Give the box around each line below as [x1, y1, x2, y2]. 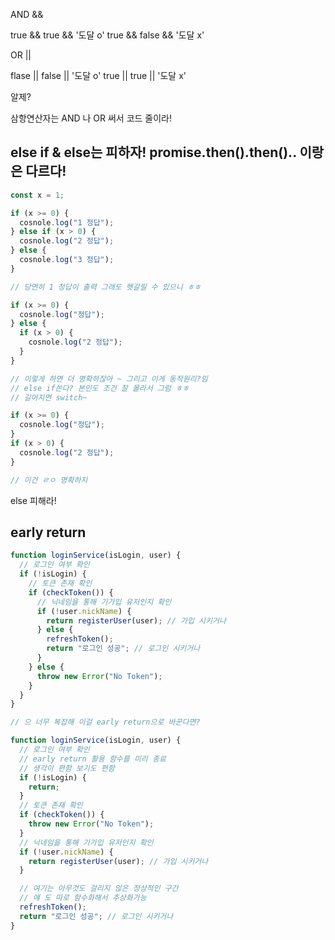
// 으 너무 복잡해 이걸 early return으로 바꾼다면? [10, 717, 201, 728]
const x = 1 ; [10, 190, 65, 200]
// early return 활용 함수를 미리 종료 [19, 754, 167, 764]
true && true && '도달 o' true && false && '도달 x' [10, 29, 205, 41]
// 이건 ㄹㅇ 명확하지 [10, 475, 88, 485]
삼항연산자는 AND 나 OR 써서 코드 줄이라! [10, 112, 172, 124]
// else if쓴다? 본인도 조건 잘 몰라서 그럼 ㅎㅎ [10, 383, 190, 393]
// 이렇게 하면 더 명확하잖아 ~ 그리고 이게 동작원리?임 [10, 374, 208, 384]
